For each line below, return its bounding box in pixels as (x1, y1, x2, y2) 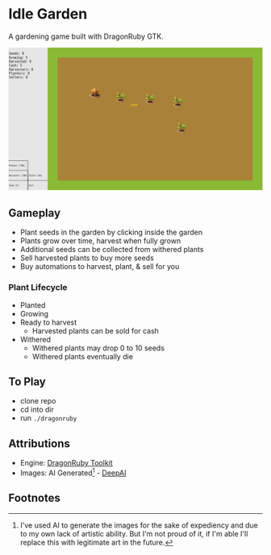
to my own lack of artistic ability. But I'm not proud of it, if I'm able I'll (19, 528, 248, 538)
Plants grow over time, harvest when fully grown (19, 236, 181, 246)
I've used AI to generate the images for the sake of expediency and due (19, 520, 258, 530)
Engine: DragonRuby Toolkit (19, 458, 113, 468)
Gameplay (8, 206, 61, 220)
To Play (8, 375, 47, 388)
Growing (19, 309, 49, 318)
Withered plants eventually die (31, 351, 133, 361)
